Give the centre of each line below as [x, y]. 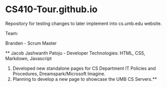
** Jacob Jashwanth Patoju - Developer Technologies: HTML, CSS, [75, 53]
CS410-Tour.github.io [51, 9]
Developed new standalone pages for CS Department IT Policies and [84, 68]
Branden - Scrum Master [31, 43]
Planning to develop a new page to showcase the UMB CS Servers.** [85, 79]
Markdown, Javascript [29, 58]
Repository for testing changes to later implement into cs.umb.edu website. [83, 23]
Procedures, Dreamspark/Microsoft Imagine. [59, 74]
